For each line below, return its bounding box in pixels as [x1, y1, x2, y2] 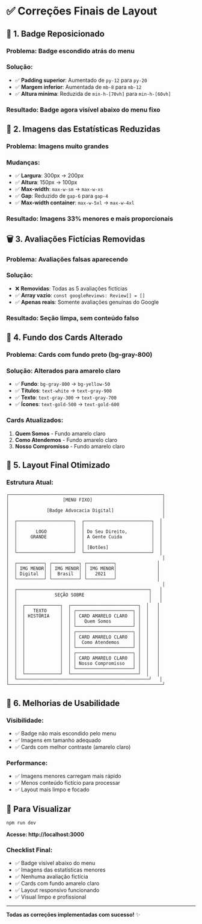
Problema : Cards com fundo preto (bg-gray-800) [6, 351, 153, 359]
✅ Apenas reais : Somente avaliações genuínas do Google [14, 298, 159, 306]
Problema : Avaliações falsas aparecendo [6, 255, 128, 263]
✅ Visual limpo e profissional [14, 893, 87, 900]
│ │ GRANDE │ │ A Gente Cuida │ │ [6, 534, 163, 540]
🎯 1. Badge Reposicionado [6, 28, 105, 39]
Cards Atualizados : [6, 416, 64, 424]
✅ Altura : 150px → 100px [14, 179, 78, 186]
